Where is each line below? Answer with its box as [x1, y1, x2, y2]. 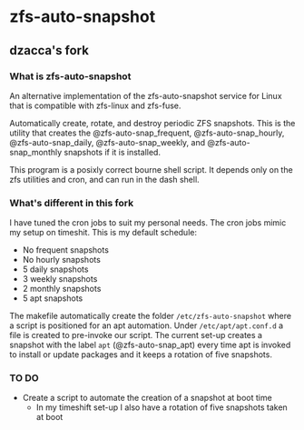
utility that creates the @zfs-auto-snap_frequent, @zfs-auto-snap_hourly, [9, 127, 285, 138]
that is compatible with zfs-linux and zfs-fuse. [9, 100, 181, 111]
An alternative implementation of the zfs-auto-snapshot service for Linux [9, 90, 283, 101]
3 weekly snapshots [22, 274, 98, 285]
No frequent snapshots [22, 245, 109, 255]
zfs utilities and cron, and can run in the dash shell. [9, 174, 200, 185]
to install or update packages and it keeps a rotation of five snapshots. [9, 349, 272, 360]
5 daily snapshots [22, 264, 89, 275]
